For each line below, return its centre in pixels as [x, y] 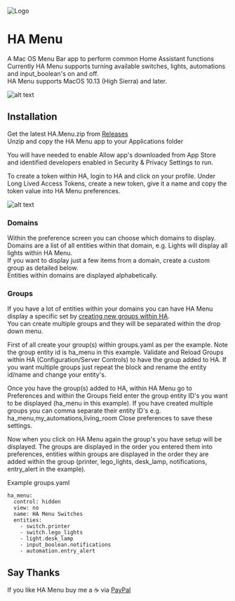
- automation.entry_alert [58, 551]
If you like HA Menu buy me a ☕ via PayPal [69, 590]
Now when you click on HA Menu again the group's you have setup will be [115, 439]
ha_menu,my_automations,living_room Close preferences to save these [110, 418]
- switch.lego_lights [51, 533]
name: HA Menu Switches [48, 514]
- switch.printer [45, 526]
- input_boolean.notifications [66, 545]
